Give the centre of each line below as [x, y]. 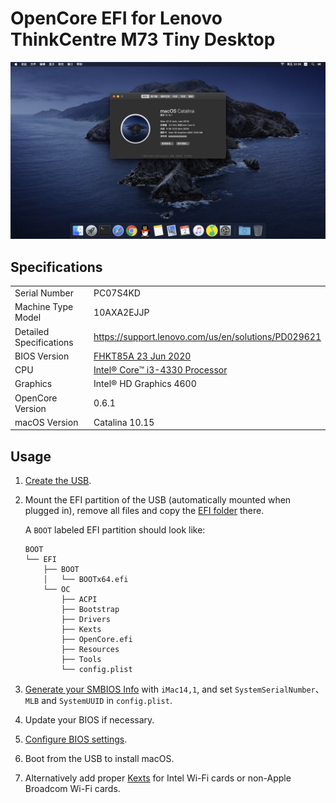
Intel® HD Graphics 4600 [145, 384]
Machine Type [44, 307]
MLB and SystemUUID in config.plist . [98, 701]
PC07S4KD [117, 293]
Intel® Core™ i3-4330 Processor [160, 370]
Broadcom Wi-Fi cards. [72, 789]
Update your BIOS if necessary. [89, 720]
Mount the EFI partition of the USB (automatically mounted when [158, 500]
